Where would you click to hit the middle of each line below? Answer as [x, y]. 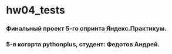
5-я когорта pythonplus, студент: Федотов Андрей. [83, 45]
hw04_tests [36, 10]
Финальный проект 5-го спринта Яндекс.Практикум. [86, 29]
